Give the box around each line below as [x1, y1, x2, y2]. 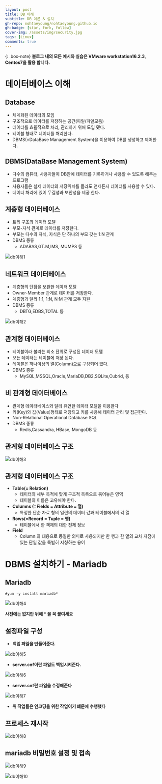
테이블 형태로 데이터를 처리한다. [12, 130, 73, 136]
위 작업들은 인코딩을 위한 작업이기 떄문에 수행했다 [12, 703, 106, 709]
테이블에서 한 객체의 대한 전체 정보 [19, 522, 85, 528]
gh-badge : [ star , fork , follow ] [5, 26, 71, 30]
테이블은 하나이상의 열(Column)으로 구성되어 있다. [12, 361, 109, 367]
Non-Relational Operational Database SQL [12, 414, 98, 420]
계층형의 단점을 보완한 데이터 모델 [12, 284, 77, 290]
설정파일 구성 [5, 627, 43, 635]
